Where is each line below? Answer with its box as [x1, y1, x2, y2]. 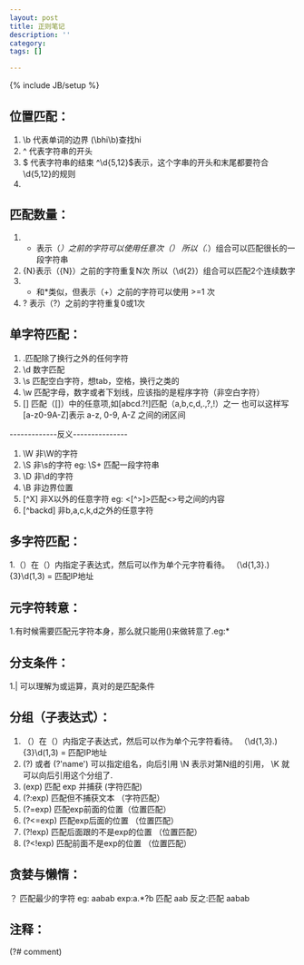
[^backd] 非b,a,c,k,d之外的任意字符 [22, 505, 154, 516]
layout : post [9, 13, 59, 23]
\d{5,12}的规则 [22, 168, 76, 179]
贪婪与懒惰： [9, 867, 82, 882]
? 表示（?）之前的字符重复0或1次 [22, 297, 145, 309]
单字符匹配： [9, 327, 82, 342]
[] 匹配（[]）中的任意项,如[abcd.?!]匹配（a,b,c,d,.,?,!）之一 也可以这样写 [22, 398, 289, 409]
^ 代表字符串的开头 [22, 145, 93, 156]
